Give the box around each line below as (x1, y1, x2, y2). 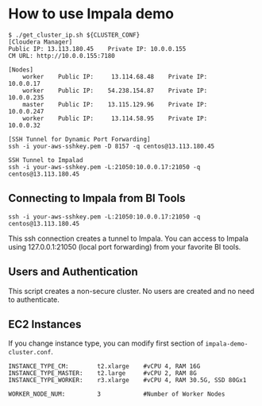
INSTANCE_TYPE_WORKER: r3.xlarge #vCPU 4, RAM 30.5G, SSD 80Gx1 (8, 377, 247, 385)
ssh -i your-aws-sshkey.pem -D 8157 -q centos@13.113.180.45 (8, 142, 215, 150)
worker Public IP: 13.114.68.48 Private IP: (22, 72, 208, 80)
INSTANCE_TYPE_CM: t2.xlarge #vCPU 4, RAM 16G (8, 362, 201, 370)
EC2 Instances (8, 317, 82, 331)
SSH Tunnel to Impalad (8, 156, 83, 164)
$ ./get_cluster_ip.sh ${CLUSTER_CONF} (8, 31, 141, 39)
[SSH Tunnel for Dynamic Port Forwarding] (8, 135, 151, 143)
